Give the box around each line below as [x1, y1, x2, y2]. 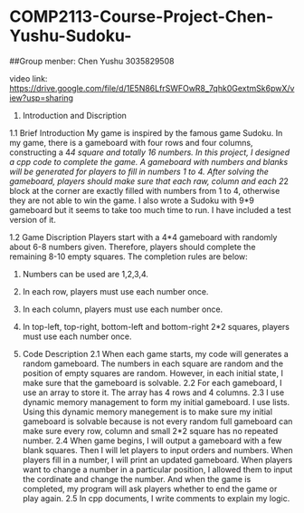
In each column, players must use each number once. [22, 304, 223, 315]
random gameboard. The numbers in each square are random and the [22, 358, 283, 369]
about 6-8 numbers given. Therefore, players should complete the [9, 241, 256, 252]
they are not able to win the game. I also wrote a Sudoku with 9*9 [9, 195, 255, 206]
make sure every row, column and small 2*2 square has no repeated [22, 425, 279, 436]
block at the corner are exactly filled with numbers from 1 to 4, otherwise [9, 185, 280, 196]
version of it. [9, 214, 56, 225]
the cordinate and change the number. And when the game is [22, 473, 252, 484]
